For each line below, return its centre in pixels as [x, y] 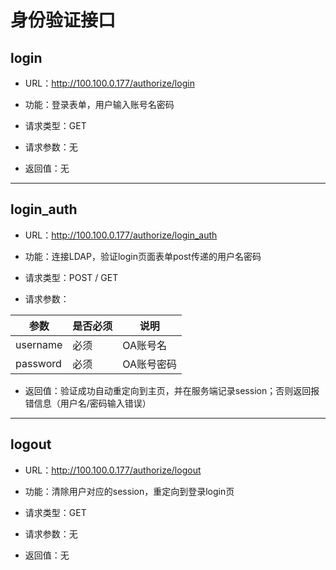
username [39, 344]
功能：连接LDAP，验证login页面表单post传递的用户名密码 [143, 256]
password [38, 363]
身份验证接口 [63, 20]
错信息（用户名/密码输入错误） [88, 403]
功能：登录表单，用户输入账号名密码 [99, 104]
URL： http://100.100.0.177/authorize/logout [113, 470]
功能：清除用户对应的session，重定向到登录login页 [129, 491]
